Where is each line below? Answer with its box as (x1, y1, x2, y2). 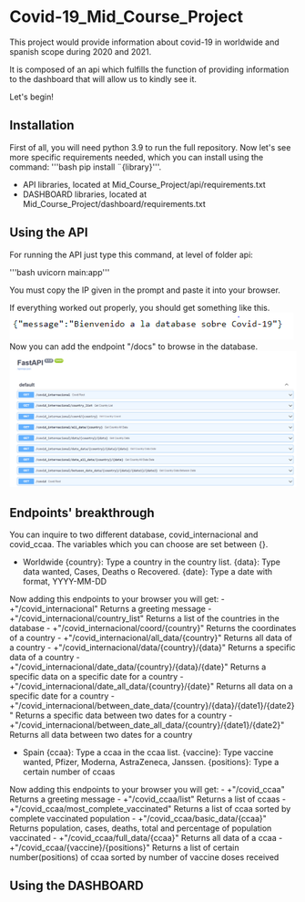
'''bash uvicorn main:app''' (9, 266, 110, 277)
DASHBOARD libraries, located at (22, 189, 147, 200)
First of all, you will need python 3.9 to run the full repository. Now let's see (9, 141, 291, 152)
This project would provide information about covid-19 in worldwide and (9, 36, 280, 47)
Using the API (9, 225, 88, 241)
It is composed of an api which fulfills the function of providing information (9, 64, 290, 75)
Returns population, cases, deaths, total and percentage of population (9, 823, 272, 834)
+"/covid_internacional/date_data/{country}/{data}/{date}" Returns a (9, 661, 267, 672)
